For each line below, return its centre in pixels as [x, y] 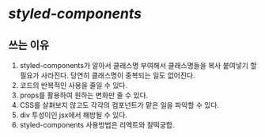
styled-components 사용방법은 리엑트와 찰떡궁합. [97, 125]
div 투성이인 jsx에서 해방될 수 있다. [74, 115]
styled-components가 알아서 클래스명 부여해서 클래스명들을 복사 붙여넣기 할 [138, 65]
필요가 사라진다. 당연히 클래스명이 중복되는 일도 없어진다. [107, 75]
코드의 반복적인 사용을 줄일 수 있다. [74, 85]
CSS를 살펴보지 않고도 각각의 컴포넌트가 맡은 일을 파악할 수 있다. [119, 105]
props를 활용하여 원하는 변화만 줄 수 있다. [84, 95]
